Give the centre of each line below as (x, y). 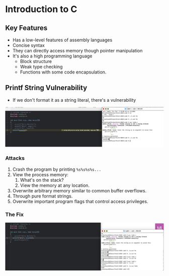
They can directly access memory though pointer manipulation (77, 51)
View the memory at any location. (55, 185)
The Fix (15, 214)
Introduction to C (41, 9)
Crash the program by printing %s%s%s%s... (57, 169)
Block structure (36, 61)
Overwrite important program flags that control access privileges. (80, 201)
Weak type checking (41, 67)
